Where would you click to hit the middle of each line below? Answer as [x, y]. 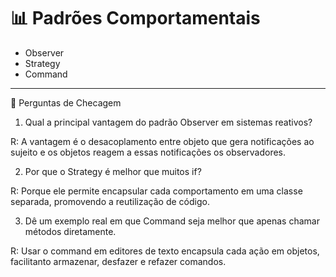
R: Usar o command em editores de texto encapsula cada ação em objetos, [165, 251]
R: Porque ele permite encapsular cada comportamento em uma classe [156, 191]
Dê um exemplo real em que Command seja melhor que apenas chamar [172, 221]
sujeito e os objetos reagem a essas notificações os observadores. [148, 152]
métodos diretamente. [70, 231]
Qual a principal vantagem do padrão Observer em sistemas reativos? [168, 122]
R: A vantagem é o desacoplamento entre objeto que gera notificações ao [162, 141]
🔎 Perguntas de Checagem [66, 102]
